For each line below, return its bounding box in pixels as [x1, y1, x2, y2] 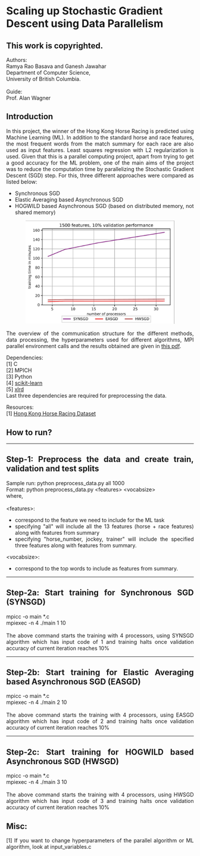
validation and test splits [6, 464, 99, 474]
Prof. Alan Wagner [6, 94, 51, 101]
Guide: [6, 88, 23, 95]
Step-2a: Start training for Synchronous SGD [6, 588, 194, 598]
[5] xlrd [6, 386, 24, 393]
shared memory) [14, 209, 56, 216]
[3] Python [6, 373, 33, 380]
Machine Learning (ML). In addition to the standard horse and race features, [6, 134, 194, 141]
